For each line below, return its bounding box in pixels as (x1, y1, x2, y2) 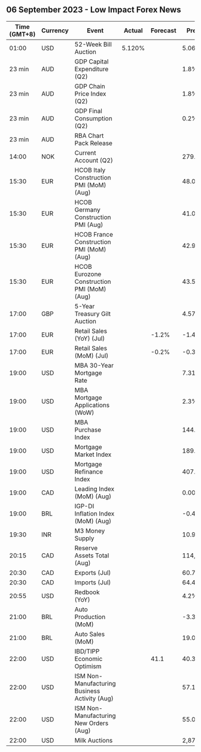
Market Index (74, 450, 112, 459)
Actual (123, 26, 143, 35)
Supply (74, 534, 95, 542)
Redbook (74, 588, 100, 596)
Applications (74, 401, 110, 409)
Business (74, 687, 100, 695)
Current (74, 148, 96, 157)
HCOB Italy (74, 166, 106, 174)
